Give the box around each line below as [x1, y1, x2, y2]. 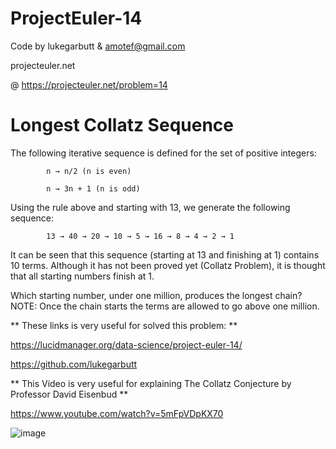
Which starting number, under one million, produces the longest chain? [10, 289, 303, 301]
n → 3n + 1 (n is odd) [46, 183, 141, 194]
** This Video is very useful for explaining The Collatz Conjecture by [10, 377, 292, 389]
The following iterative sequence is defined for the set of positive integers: [10, 147, 317, 159]
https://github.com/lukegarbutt [10, 358, 138, 370]
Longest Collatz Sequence [10, 114, 234, 137]
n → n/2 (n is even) [46, 166, 132, 176]
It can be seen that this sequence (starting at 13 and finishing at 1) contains [10, 248, 320, 261]
